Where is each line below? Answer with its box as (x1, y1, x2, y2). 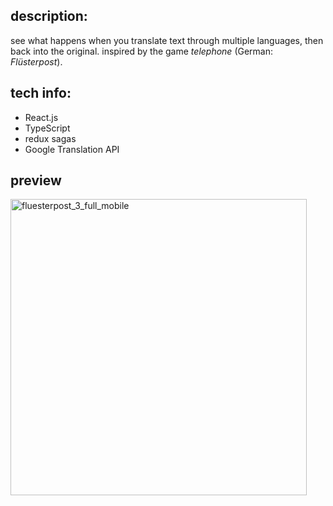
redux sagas (24, 132, 77, 144)
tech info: (10, 85, 72, 102)
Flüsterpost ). (10, 55, 63, 68)
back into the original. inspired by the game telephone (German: (10, 45, 274, 57)
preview (10, 172, 62, 189)
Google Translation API (24, 143, 120, 155)
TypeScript (24, 122, 71, 134)
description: (10, 8, 88, 25)
